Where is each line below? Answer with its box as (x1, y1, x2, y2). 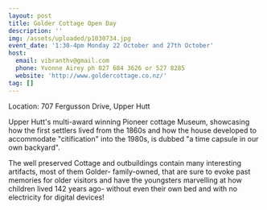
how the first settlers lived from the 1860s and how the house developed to (8, 126, 257, 135)
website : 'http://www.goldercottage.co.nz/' (15, 72, 167, 80)
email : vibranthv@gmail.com (15, 57, 110, 65)
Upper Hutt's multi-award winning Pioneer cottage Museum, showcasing (8, 117, 250, 126)
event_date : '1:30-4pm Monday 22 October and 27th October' (8, 42, 215, 50)
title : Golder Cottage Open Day (8, 19, 117, 27)
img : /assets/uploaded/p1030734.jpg (8, 34, 131, 43)
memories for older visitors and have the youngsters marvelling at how (8, 175, 243, 185)
